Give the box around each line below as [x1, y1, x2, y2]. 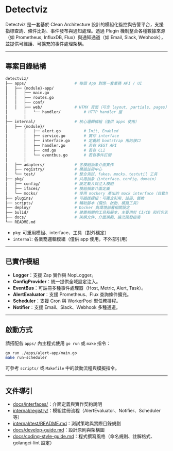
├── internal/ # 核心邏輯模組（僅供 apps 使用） [5, 119, 139, 124]
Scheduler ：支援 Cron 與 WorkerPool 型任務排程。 [12, 298, 121, 304]
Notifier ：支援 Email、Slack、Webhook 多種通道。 [12, 304, 121, 310]
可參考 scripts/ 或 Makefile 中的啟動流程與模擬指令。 [5, 365, 120, 371]
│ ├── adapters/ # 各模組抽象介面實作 [5, 162, 114, 167]
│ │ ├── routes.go [5, 95, 54, 100]
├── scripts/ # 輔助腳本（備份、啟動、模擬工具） [5, 200, 141, 205]
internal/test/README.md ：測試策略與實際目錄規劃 [12, 421, 121, 427]
